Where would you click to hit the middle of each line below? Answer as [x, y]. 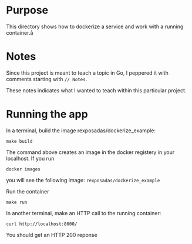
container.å [20, 32]
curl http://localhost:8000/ [42, 224]
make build [19, 141]
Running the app [47, 114]
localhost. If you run [30, 158]
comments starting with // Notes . [47, 79]
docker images [23, 169]
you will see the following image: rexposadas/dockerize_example [83, 180]
